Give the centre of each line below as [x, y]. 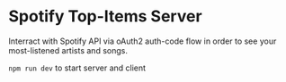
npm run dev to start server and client [77, 68]
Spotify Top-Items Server [106, 16]
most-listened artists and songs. [68, 50]
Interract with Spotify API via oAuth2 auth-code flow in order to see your [143, 41]
